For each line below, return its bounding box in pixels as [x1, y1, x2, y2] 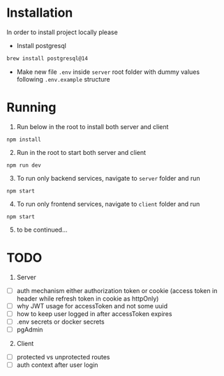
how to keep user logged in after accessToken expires [16, 309, 172, 318]
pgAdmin [16, 325, 43, 333]
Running [6, 100, 57, 115]
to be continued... [16, 225, 68, 234]
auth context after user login [16, 361, 98, 369]
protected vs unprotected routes [16, 353, 110, 361]
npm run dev [6, 162, 41, 169]
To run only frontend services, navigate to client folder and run [16, 200, 200, 208]
